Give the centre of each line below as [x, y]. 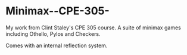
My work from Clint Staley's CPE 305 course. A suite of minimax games [93, 27]
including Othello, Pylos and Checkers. [53, 33]
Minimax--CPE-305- [57, 11]
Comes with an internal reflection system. [57, 45]
